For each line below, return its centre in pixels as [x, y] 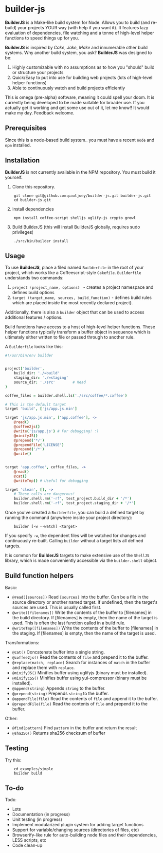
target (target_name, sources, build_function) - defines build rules [82, 297]
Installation [22, 160]
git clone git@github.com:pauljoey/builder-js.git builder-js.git [82, 196]
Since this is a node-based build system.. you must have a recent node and [80, 140]
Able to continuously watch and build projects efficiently [68, 88]
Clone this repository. [34, 186]
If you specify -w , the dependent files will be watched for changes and [75, 536]
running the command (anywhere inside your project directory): [69, 518]
